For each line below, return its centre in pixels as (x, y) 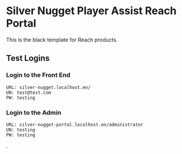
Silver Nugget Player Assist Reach (91, 11)
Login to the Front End (38, 75)
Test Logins (28, 58)
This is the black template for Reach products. (62, 40)
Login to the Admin (34, 112)
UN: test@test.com (29, 93)
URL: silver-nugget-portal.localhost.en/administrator (75, 124)
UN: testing (21, 130)
